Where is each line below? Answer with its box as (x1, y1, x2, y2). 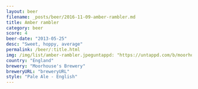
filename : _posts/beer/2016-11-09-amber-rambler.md (6, 14, 136, 20)
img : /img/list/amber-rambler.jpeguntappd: (6, 52, 115, 58)
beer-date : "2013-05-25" (6, 36, 67, 42)
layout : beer (6, 8, 38, 15)
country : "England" (6, 57, 54, 63)
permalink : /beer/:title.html (6, 47, 81, 53)
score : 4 (6, 30, 28, 36)
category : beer (6, 25, 44, 31)
